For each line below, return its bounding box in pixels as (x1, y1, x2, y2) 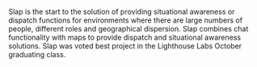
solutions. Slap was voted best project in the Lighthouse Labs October (8, 41, 242, 51)
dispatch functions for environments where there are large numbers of (8, 15, 243, 25)
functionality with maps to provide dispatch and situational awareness (8, 32, 241, 42)
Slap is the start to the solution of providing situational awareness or (8, 7, 235, 16)
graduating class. (8, 50, 66, 59)
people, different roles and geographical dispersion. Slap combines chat (8, 24, 249, 33)
